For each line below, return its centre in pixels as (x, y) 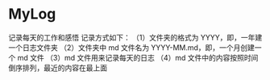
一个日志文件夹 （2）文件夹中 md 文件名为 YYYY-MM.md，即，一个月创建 (132, 47)
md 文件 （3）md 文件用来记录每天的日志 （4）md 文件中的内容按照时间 (138, 57)
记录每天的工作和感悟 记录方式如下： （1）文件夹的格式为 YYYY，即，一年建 (135, 37)
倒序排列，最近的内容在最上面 (58, 67)
